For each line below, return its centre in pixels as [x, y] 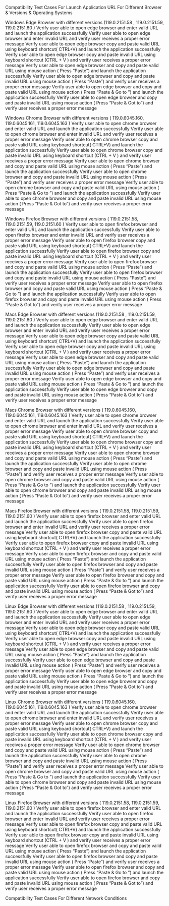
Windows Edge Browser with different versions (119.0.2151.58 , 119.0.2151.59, [84, 22]
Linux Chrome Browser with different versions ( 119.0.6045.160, [71, 702]
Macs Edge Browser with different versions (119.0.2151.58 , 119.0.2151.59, [81, 314]
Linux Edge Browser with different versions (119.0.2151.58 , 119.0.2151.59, [81, 606]
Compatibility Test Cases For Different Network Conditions [66, 898]
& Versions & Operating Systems [39, 13]
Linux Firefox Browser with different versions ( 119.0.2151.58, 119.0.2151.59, [82, 803]
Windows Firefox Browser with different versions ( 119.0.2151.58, [72, 219]
